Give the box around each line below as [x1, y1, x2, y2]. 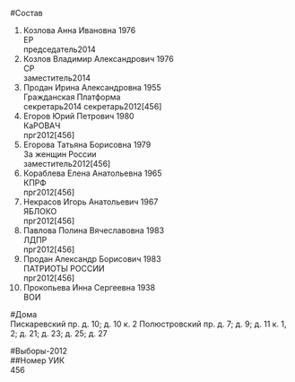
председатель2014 [22, 44, 97, 55]
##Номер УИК [10, 355, 65, 366]
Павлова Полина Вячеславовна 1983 [22, 225, 165, 236]
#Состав [10, 8, 43, 18]
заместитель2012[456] [22, 159, 111, 169]
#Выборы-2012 [10, 345, 68, 356]
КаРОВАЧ [22, 120, 61, 131]
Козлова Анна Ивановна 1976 [22, 25, 136, 35]
